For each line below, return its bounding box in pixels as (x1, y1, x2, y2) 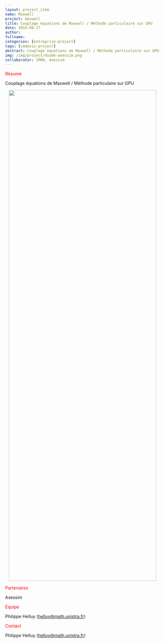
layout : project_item (5, 7, 50, 12)
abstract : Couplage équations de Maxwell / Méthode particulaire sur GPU (5, 48, 160, 53)
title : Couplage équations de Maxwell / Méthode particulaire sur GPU (5, 21, 153, 26)
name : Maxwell (5, 12, 34, 17)
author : (5, 30, 21, 35)
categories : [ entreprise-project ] (5, 39, 76, 44)
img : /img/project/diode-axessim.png (5, 53, 82, 58)
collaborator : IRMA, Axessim (5, 57, 65, 62)
